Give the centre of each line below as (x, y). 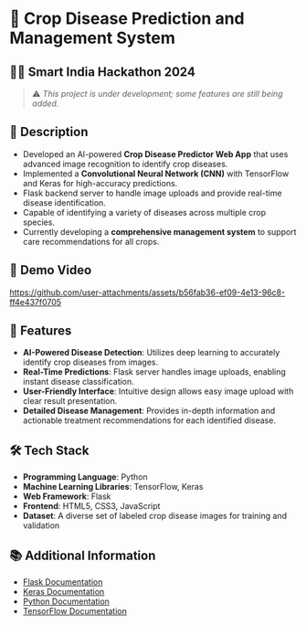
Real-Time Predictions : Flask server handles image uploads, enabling (154, 372)
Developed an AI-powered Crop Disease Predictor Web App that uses (155, 154)
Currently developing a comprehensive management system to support (159, 231)
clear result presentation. (70, 401)
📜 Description (49, 132)
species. (38, 222)
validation (41, 525)
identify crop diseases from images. (90, 362)
